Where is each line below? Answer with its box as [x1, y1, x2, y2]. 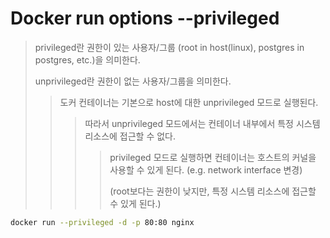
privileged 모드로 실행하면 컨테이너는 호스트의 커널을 [109, 151, 317, 163]
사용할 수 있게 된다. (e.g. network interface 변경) [109, 163, 303, 176]
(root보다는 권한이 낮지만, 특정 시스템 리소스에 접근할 [109, 185, 317, 197]
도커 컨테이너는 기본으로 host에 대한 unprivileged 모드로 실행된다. [59, 96, 319, 108]
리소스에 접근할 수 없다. [84, 130, 177, 142]
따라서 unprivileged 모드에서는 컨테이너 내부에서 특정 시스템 [84, 117, 321, 129]
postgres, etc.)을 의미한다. [34, 53, 141, 66]
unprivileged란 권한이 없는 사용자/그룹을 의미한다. [34, 75, 232, 87]
